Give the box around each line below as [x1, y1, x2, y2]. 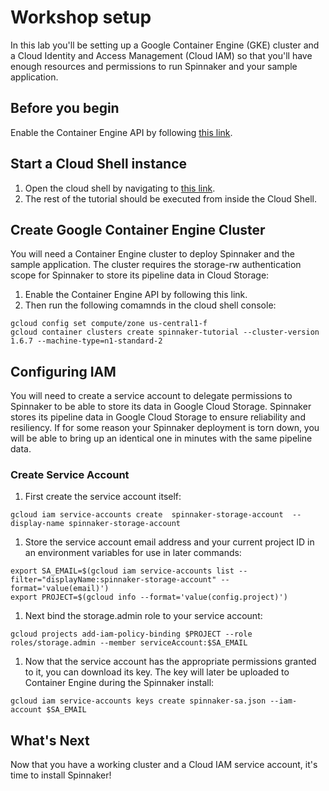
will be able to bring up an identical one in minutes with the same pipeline [10, 432, 313, 445]
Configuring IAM [10, 363, 117, 380]
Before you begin [10, 100, 120, 117]
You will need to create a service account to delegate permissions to [10, 390, 293, 402]
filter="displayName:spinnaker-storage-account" [10, 575, 217, 585]
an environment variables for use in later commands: [24, 547, 242, 559]
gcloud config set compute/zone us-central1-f [10, 319, 208, 329]
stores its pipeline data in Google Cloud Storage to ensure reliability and [10, 411, 306, 423]
